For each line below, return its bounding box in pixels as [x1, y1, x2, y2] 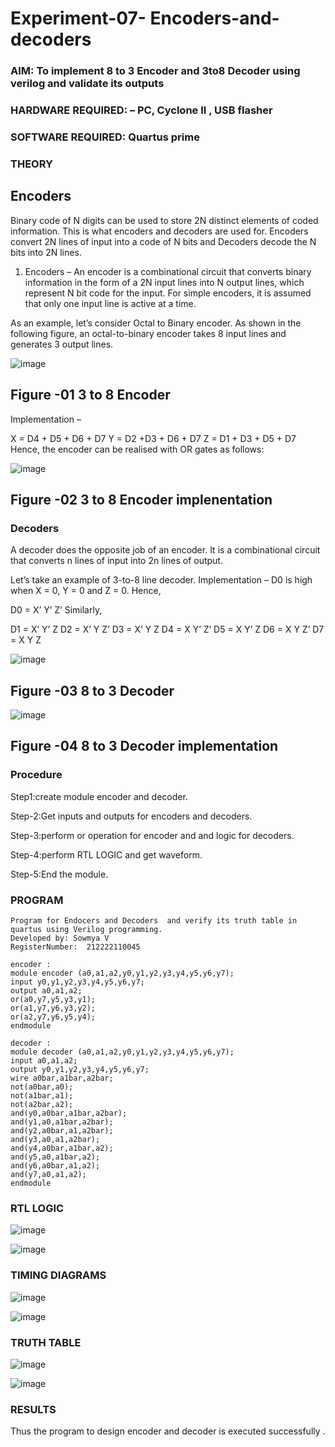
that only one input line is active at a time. [24, 297, 197, 309]
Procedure [10, 768, 63, 782]
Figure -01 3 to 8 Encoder [10, 387, 171, 404]
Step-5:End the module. [10, 868, 109, 880]
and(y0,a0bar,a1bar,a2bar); [10, 1108, 128, 1118]
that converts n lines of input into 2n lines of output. [10, 555, 223, 567]
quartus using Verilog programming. [10, 924, 163, 934]
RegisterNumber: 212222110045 [10, 942, 141, 952]
